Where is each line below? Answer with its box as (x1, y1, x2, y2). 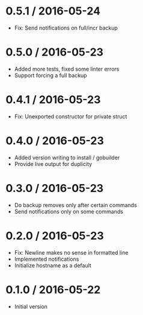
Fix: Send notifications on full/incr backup (14, 24, 118, 31)
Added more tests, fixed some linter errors (14, 65, 120, 72)
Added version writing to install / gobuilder (14, 154, 120, 161)
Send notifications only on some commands (14, 208, 124, 215)
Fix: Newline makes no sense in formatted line (14, 249, 129, 256)
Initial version (14, 303, 47, 310)
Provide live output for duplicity (14, 160, 93, 167)
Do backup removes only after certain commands (14, 201, 138, 209)
